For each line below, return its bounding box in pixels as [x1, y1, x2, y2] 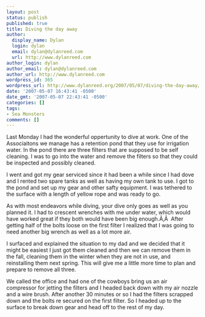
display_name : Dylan [12, 37, 64, 43]
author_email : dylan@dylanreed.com [6, 65, 97, 72]
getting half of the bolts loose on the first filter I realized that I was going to [6, 222, 194, 229]
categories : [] [6, 99, 45, 105]
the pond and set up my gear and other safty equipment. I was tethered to [6, 184, 192, 191]
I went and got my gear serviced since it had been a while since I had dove [6, 171, 194, 179]
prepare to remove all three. [6, 266, 76, 273]
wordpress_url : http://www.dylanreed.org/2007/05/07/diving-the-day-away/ [6, 83, 201, 89]
